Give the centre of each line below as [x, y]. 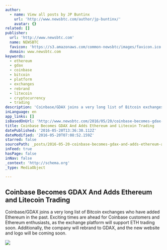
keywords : [15, 56]
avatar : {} [25, 24]
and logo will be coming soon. [36, 233]
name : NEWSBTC [24, 42]
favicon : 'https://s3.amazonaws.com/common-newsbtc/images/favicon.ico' [86, 47]
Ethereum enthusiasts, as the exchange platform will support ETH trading [80, 223]
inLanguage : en [21, 112]
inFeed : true [19, 149]
